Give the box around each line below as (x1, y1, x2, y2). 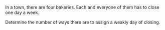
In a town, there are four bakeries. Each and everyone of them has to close (5, 4, 159, 10)
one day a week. (5, 9, 39, 15)
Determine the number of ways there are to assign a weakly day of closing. (5, 19, 160, 25)
